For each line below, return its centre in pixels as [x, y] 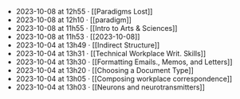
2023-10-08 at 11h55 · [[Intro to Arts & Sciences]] [96, 28]
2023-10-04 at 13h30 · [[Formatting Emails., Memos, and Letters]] [124, 62]
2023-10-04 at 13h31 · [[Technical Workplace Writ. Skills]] [111, 53]
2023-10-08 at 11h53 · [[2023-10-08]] [78, 36]
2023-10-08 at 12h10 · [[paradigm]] [73, 20]
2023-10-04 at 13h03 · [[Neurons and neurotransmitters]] [110, 87]
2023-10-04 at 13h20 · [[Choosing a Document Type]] [104, 70]
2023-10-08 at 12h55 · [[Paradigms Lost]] [84, 11]
